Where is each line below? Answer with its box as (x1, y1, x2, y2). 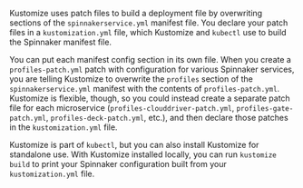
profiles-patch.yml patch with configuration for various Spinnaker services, (9, 64, 295, 74)
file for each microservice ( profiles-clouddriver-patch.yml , (9, 103, 235, 113)
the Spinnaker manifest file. (9, 36, 112, 47)
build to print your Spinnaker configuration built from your (9, 159, 227, 169)
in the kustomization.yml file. (9, 122, 118, 133)
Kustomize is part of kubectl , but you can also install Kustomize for (9, 140, 259, 150)
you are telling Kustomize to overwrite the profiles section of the (9, 74, 254, 84)
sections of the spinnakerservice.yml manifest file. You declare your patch (9, 17, 288, 28)
